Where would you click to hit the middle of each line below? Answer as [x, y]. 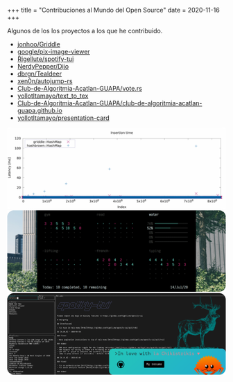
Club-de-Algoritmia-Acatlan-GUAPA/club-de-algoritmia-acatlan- [110, 103]
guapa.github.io [40, 111]
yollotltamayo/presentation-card [63, 118]
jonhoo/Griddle [38, 44]
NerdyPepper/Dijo [43, 66]
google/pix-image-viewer [53, 52]
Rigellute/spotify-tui [45, 59]
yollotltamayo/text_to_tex [53, 96]
